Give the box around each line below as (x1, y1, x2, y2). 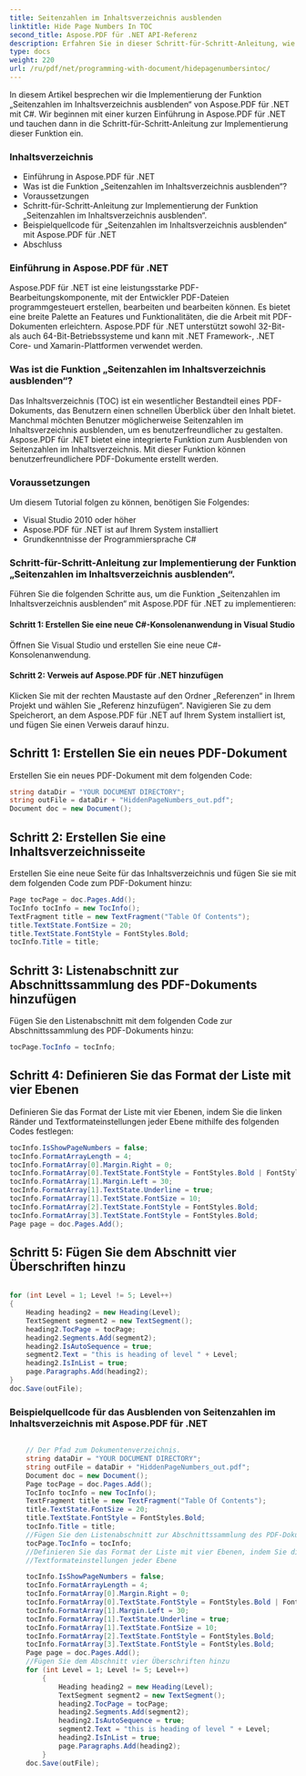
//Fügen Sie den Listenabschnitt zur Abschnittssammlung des (25, 1530, 262, 1539)
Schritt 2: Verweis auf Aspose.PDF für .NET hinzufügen (9, 670, 224, 681)
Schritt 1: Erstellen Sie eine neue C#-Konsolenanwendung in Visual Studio (9, 618, 296, 629)
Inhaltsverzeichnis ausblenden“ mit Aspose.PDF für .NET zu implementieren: (9, 598, 297, 609)
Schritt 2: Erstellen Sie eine (9, 830, 167, 845)
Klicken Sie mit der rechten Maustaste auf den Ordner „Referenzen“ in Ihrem (9, 689, 296, 701)
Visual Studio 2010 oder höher (22, 515, 137, 526)
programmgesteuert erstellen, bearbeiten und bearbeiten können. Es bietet (9, 301, 291, 312)
